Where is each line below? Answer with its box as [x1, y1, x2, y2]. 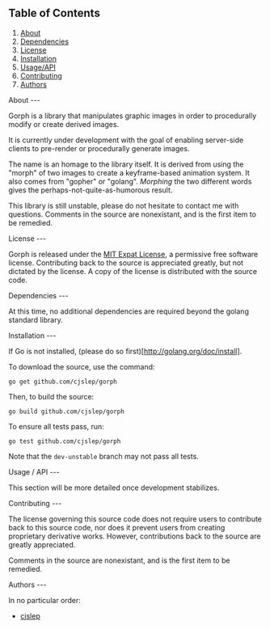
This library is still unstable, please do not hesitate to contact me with [8, 201, 239, 210]
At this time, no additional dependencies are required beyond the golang [8, 306, 249, 316]
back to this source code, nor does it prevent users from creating [8, 522, 226, 532]
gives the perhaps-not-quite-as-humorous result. [8, 185, 173, 195]
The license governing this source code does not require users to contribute [8, 513, 263, 524]
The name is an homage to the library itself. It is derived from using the [8, 159, 244, 169]
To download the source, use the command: [8, 361, 155, 371]
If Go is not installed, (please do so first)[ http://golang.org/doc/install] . [8, 346, 243, 356]
